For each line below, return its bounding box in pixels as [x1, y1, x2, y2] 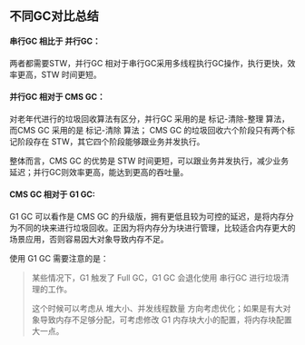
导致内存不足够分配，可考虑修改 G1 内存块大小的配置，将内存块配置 [39, 314, 292, 325]
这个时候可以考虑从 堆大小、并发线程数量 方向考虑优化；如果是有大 [31, 303, 283, 313]
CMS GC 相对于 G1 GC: [9, 189, 95, 200]
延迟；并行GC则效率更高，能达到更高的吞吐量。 [9, 166, 189, 177]
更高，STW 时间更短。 [16, 69, 102, 80]
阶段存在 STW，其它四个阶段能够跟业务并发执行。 [16, 135, 205, 147]
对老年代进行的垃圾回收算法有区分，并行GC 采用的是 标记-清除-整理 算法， [9, 113, 290, 124]
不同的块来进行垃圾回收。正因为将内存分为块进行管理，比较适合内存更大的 [16, 222, 296, 233]
